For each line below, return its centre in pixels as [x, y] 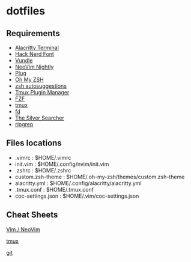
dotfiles [26, 11]
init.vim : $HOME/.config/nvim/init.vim [62, 164]
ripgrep [24, 124]
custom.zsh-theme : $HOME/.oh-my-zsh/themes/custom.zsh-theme [100, 177]
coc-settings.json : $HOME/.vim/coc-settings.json [77, 196]
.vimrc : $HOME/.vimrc [43, 157]
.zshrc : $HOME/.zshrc [43, 170]
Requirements [33, 33]
